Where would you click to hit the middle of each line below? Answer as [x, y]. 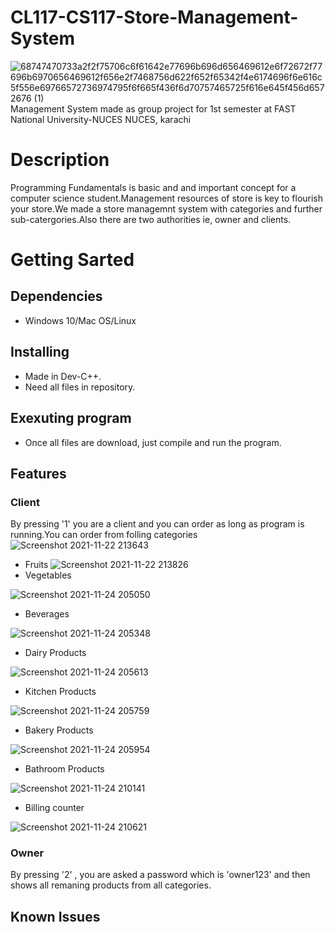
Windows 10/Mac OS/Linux [80, 320]
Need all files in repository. [80, 387]
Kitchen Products [60, 692]
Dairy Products [55, 653]
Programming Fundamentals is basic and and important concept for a [153, 187]
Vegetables [48, 575]
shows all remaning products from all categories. [111, 885]
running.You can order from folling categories [104, 535]
